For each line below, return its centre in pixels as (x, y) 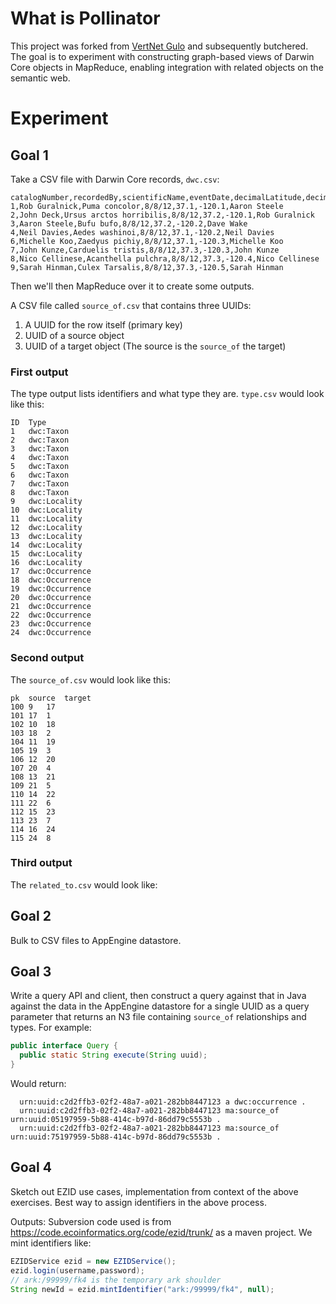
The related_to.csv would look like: (84, 884)
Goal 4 (31, 1167)
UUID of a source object (74, 335)
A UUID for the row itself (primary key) (103, 324)
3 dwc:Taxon (40, 449)
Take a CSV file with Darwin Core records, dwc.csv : (115, 179)
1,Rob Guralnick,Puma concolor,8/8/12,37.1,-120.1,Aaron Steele (147, 206)
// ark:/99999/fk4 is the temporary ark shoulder (116, 1280)
